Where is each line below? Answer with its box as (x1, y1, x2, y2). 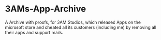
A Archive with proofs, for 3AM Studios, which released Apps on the (5, 19, 141, 25)
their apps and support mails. (5, 29, 64, 35)
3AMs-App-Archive (5, 3, 86, 14)
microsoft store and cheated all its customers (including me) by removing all (5, 24, 156, 30)
